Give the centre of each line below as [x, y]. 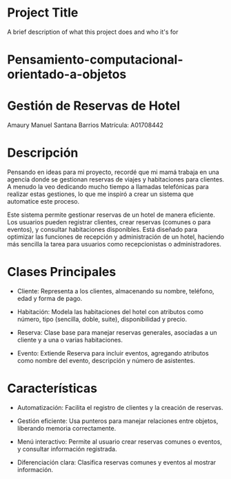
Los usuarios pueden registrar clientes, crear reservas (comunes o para [109, 222]
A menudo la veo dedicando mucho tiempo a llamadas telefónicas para [108, 187]
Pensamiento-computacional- [95, 60]
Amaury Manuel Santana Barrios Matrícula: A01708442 [86, 125]
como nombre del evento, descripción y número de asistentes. [106, 360]
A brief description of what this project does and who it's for [93, 32]
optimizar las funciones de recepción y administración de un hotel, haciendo [116, 237]
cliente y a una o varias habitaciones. [70, 340]
